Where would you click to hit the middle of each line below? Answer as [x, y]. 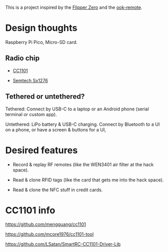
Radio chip [22, 58]
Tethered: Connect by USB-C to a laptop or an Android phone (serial [77, 109]
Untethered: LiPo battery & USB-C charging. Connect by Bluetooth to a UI [82, 124]
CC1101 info [30, 210]
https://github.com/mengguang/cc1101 [46, 224]
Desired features [42, 150]
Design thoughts [41, 28]
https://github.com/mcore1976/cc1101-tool [50, 234]
